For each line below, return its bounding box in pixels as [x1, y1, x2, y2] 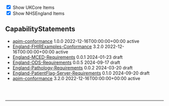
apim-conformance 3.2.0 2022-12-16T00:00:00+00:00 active [12, 75, 141, 81]
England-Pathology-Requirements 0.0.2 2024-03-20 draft [12, 64, 133, 70]
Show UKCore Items [12, 4, 55, 10]
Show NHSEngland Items [12, 10, 65, 16]
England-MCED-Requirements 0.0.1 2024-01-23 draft [12, 54, 123, 60]
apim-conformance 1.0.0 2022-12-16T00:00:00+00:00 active [12, 38, 140, 44]
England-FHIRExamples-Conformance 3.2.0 [12, 43, 104, 49]
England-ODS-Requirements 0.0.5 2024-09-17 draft [12, 59, 121, 65]
